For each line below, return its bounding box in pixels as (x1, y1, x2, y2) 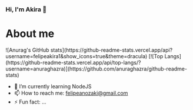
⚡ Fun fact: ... (14, 98, 46, 105)
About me (5, 27, 55, 41)
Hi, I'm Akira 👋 (5, 5, 47, 14)
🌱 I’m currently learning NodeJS (14, 82, 92, 90)
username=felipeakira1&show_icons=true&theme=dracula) (5, 52, 148, 59)
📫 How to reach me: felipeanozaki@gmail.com (14, 89, 128, 96)
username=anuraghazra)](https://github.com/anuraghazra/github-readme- (5, 65, 188, 72)
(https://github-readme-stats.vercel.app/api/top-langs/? (5, 59, 142, 66)
